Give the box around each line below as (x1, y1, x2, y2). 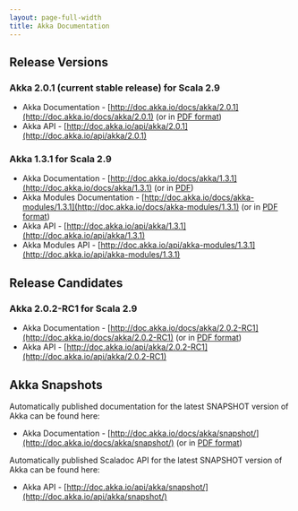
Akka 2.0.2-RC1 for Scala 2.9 (9, 302, 138, 315)
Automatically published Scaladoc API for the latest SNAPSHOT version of (9, 455, 283, 465)
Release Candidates (9, 275, 123, 290)
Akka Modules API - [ (21, 239, 101, 251)
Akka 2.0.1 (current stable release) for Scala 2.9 (9, 82, 221, 94)
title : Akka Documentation (9, 22, 110, 30)
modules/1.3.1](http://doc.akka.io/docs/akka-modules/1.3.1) (21, 202, 240, 212)
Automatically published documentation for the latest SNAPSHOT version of (9, 401, 289, 411)
